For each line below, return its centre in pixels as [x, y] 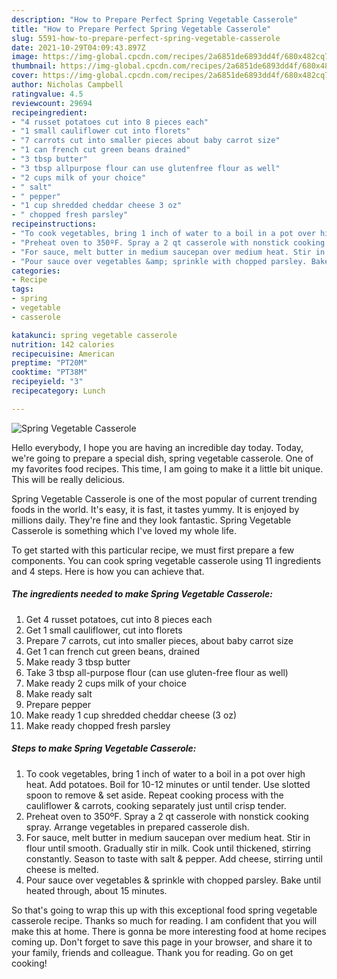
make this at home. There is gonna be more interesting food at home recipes [169, 931]
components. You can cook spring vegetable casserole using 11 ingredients [166, 560]
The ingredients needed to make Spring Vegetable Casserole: [142, 594]
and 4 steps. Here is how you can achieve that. [108, 571]
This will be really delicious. [68, 479]
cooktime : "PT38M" [49, 372]
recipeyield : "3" [47, 382]
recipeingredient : [49, 112]
